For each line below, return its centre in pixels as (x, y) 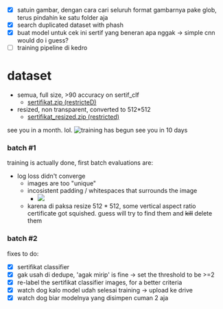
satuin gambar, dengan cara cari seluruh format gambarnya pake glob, (117, 10)
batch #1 (22, 148)
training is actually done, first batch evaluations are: (80, 163)
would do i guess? (43, 41)
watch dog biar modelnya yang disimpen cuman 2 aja (93, 298)
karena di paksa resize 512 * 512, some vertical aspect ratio (111, 206)
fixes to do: (23, 253)
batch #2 (22, 238)
